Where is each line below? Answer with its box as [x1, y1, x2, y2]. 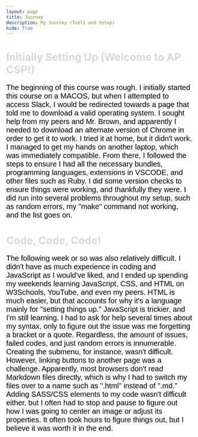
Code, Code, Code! [6, 234, 102, 247]
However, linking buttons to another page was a [6, 355, 162, 364]
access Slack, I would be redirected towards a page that [6, 100, 189, 109]
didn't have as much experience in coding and [6, 262, 157, 271]
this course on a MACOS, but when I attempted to [6, 92, 170, 101]
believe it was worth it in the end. [6, 423, 113, 432]
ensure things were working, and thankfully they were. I [6, 185, 186, 194]
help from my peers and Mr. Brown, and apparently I [6, 117, 177, 126]
